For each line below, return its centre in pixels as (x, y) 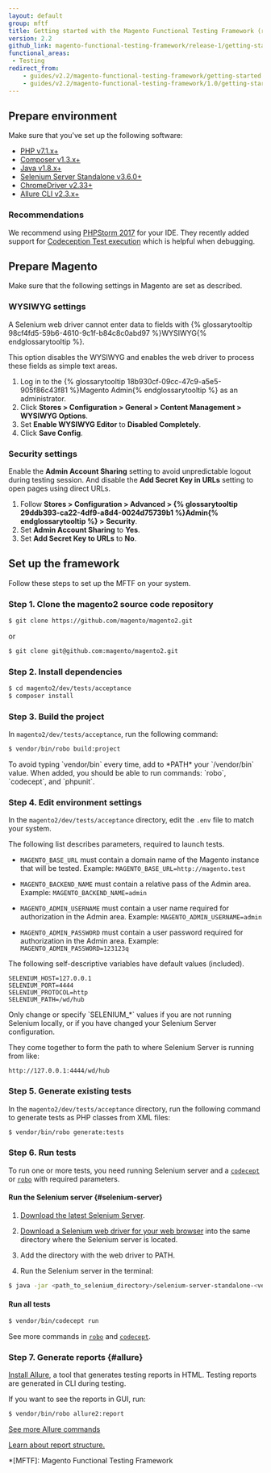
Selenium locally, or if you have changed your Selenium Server (113, 1023)
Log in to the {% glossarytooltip (73, 381)
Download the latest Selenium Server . (82, 1216)
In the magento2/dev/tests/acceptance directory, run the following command (134, 1109)
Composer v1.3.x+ (50, 160)
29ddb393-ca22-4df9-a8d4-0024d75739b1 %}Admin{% (119, 513)
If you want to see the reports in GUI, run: (77, 1399)
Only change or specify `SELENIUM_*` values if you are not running (120, 1015)
